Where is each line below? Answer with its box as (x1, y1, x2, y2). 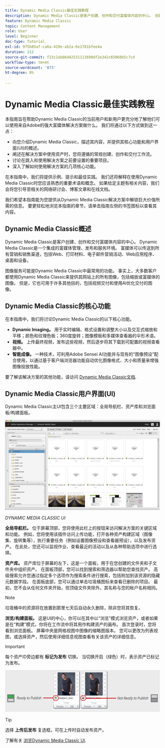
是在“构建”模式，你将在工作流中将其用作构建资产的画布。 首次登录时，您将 (5, 621, 157, 627)
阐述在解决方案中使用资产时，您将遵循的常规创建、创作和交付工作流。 (12, 151, 155, 157)
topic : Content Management (5, 24, 60, 29)
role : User (5, 29, 27, 34)
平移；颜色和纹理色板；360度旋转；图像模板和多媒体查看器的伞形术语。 (12, 332, 158, 338)
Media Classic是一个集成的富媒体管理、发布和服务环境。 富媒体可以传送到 (5, 245, 156, 251)
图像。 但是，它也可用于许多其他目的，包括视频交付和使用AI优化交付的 (5, 280, 148, 286)
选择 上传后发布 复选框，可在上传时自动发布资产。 (5, 727, 107, 733)
